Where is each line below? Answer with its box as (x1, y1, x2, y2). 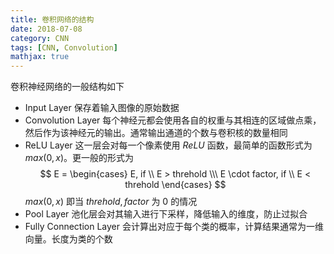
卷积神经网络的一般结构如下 (10, 81, 125, 93)
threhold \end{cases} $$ (124, 179, 227, 191)
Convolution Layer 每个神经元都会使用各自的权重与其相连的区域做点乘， (24, 114, 322, 126)
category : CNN (10, 33, 70, 43)
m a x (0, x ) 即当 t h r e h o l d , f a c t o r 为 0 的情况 (24, 196, 198, 208)
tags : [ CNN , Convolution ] (10, 42, 118, 53)
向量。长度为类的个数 (24, 233, 113, 245)
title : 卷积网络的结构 (10, 14, 95, 25)
